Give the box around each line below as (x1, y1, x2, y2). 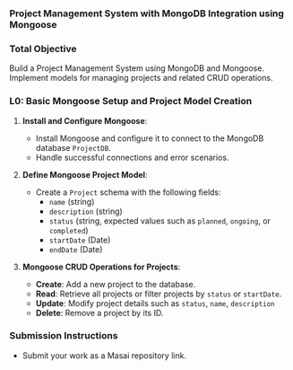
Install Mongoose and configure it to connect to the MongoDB (35, 133, 264, 144)
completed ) (48, 225, 89, 235)
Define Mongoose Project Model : (22, 169, 148, 180)
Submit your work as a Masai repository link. (22, 349, 186, 361)
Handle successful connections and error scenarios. (35, 152, 229, 163)
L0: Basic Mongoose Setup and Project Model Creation (9, 95, 253, 108)
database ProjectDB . (35, 142, 112, 153)
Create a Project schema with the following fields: (35, 187, 221, 198)
